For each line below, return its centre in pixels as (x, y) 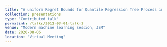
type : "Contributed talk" (32, 19)
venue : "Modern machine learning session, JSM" (55, 28)
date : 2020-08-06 (23, 32)
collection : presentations (33, 14)
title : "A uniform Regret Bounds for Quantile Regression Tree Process (81, 10)
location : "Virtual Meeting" (35, 37)
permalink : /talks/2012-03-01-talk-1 (44, 23)
